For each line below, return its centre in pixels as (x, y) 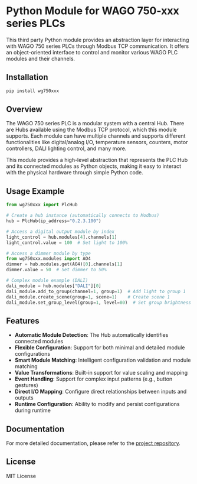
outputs (24, 398)
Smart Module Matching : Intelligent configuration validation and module (103, 360)
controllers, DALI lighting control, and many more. (66, 148)
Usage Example (35, 191)
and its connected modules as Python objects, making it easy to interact (94, 166)
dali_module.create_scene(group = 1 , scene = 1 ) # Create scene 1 (88, 297)
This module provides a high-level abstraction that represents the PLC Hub (97, 160)
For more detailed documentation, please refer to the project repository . (93, 443)
